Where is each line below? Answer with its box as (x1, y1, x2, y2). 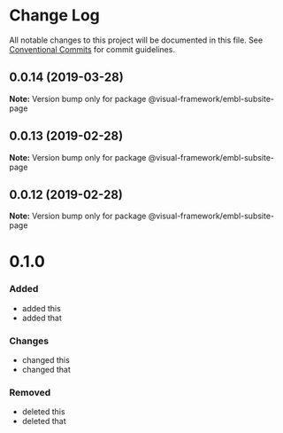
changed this (21, 355, 71, 366)
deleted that (21, 416, 66, 427)
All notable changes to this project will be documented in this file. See (9, 35, 264, 45)
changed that (21, 365, 71, 375)
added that (21, 312, 62, 323)
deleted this (21, 406, 65, 417)
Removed (9, 387, 51, 399)
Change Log (9, 5, 100, 26)
